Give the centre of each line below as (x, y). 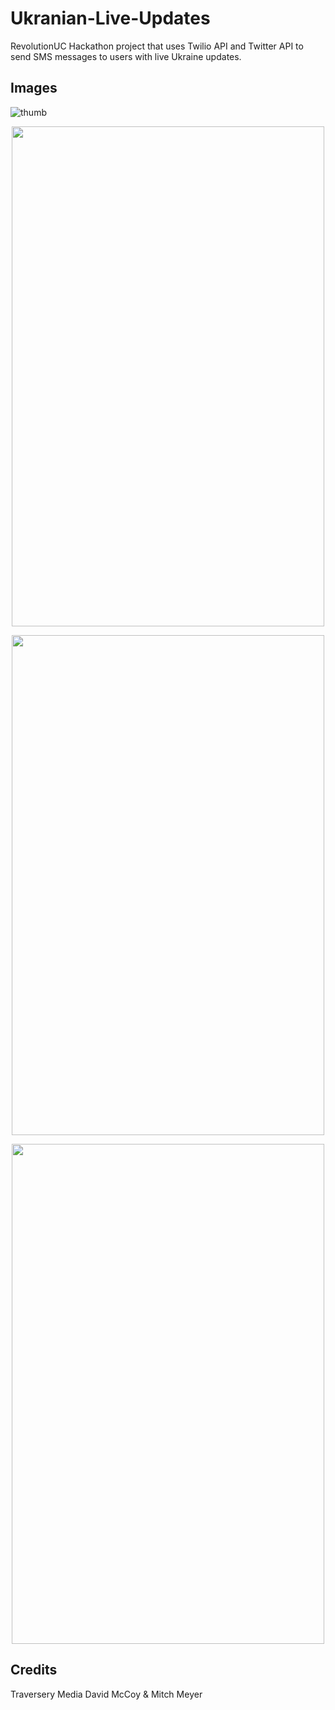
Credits (34, 1670)
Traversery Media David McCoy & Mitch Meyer (106, 1694)
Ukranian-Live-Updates (110, 18)
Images (34, 88)
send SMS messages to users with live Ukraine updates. (126, 56)
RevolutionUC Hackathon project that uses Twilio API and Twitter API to (157, 46)
